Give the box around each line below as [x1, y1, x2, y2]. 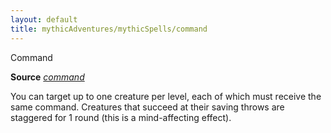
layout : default [10, 14, 78, 25]
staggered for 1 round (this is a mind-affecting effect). [10, 111, 232, 123]
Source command [10, 71, 85, 83]
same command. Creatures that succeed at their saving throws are [10, 101, 285, 113]
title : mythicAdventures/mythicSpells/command [10, 24, 208, 34]
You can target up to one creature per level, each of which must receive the [10, 90, 322, 102]
